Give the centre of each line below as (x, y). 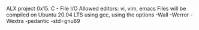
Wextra (15, 21)
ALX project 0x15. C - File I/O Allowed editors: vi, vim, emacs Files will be (96, 9)
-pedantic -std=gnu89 (52, 21)
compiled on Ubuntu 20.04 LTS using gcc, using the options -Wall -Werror (98, 15)
